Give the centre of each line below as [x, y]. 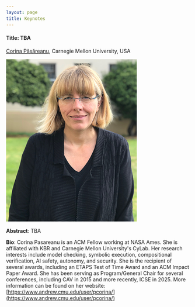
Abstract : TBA [24, 230]
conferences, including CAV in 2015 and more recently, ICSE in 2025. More [96, 279]
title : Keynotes [26, 18]
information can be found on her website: [56, 285]
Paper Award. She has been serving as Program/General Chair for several [95, 273]
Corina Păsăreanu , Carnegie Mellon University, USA [68, 51]
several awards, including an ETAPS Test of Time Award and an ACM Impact [98, 267]
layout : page [22, 12]
